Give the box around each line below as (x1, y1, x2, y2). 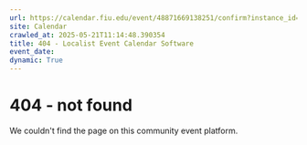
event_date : (9, 47, 55, 57)
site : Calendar (9, 22, 68, 31)
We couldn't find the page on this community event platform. (9, 125, 238, 136)
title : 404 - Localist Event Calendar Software (9, 38, 195, 48)
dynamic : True (9, 56, 64, 65)
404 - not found (9, 95, 132, 116)
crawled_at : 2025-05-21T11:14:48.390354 (9, 30, 166, 39)
